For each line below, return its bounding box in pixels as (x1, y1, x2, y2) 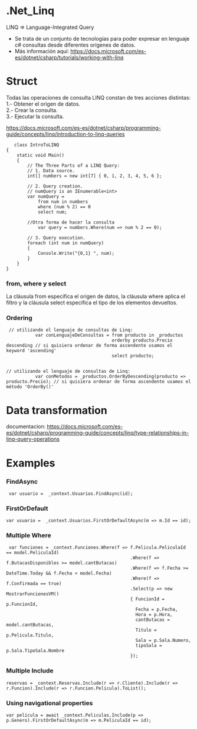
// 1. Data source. (27, 168, 75, 173)
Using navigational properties (6, 699, 93, 707)
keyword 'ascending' (6, 348, 57, 354)
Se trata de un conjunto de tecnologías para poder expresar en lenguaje (14, 35, 190, 42)
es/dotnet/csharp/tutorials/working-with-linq (14, 54, 124, 61)
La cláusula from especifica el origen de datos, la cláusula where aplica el (6, 293, 186, 300)
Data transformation (6, 403, 107, 417)
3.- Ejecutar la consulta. (6, 113, 64, 120)
